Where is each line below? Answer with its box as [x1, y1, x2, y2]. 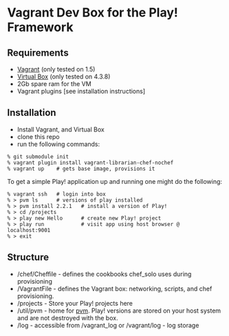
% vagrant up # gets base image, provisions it [7, 165, 155, 172]
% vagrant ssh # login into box [7, 191, 107, 198]
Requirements [7, 47, 69, 59]
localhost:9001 [7, 227, 51, 233]
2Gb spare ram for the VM [17, 80, 91, 87]
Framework [7, 19, 74, 35]
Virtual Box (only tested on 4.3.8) [17, 72, 111, 81]
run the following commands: [17, 140, 100, 148]
